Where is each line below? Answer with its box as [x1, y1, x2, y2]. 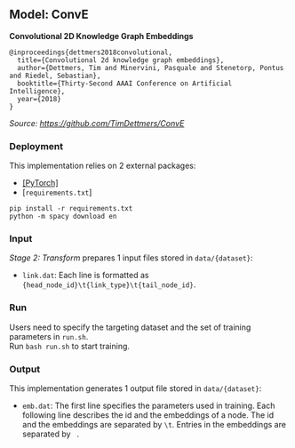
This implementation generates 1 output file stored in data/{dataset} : [9, 383, 262, 394]
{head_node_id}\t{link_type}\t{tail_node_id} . [21, 279, 196, 290]
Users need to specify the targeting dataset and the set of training [9, 322, 251, 332]
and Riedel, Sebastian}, [9, 71, 101, 80]
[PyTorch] [21, 178, 59, 188]
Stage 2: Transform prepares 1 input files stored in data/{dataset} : [9, 252, 253, 263]
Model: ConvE [9, 7, 89, 22]
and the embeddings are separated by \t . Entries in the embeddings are [21, 420, 287, 429]
